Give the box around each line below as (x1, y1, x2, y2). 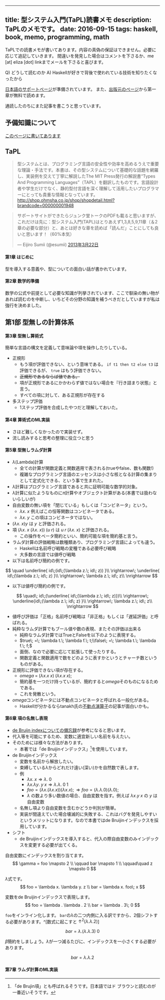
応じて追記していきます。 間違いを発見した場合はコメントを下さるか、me (5, 53, 154, 59)
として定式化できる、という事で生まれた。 (19, 477, 106, 483)
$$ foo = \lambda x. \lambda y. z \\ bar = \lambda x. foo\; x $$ (20, 884, 145, 889)
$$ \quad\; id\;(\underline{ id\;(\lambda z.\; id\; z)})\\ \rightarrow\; (16, 593, 149, 598)
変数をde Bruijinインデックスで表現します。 (5, 894, 93, 900)
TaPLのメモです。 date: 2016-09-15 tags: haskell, (5, 25, 158, 34)
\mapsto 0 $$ (68, 865, 97, 871)
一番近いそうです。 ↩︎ (12, 989, 56, 995)
